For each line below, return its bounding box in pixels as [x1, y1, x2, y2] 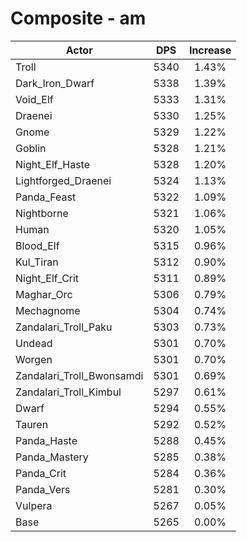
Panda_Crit [15, 466, 67, 480]
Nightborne [15, 206, 69, 220]
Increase [188, 43, 232, 57]
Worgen [15, 352, 53, 366]
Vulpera [15, 498, 53, 512]
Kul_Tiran [15, 255, 59, 269]
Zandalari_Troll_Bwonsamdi [15, 368, 144, 382]
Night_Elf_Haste [15, 157, 91, 171]
